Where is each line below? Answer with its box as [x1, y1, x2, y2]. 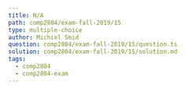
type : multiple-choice [8, 26, 83, 34]
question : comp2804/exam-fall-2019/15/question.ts [8, 41, 178, 49]
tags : [8, 56, 26, 63]
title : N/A [8, 11, 44, 20]
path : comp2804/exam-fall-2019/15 [8, 19, 122, 27]
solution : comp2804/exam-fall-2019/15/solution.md [8, 48, 178, 56]
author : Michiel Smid [8, 33, 80, 41]
